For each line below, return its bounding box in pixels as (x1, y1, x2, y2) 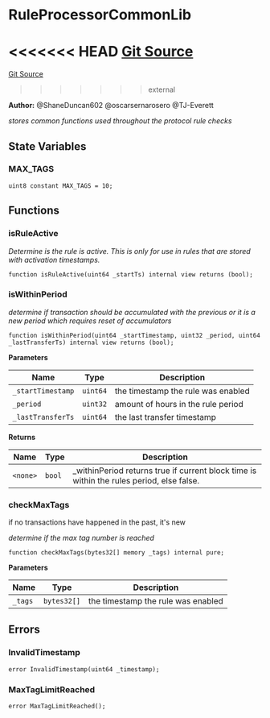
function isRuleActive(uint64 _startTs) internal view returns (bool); (8, 270, 253, 279)
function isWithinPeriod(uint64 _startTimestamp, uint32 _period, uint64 (8, 331, 261, 339)
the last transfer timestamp (114, 411, 217, 422)
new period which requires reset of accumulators (8, 316, 172, 326)
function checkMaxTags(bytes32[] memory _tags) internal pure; (8, 549, 225, 557)
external (148, 85, 175, 94)
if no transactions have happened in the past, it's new (8, 517, 186, 527)
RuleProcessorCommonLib (8, 6, 191, 24)
